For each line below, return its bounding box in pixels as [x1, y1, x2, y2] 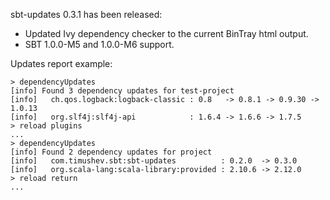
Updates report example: [10, 58, 113, 69]
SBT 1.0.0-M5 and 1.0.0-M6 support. [24, 39, 175, 50]
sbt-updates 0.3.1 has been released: [10, 9, 163, 20]
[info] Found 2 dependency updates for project [10, 147, 213, 157]
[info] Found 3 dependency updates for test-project [10, 86, 235, 96]
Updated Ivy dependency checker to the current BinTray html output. [24, 28, 309, 39]
